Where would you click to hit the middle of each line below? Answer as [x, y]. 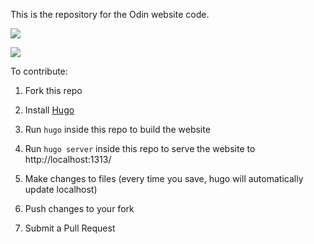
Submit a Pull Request [70, 228]
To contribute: [39, 71]
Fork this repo [53, 90]
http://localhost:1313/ [68, 159]
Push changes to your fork [79, 208]
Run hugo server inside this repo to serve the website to [140, 148]
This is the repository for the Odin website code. [110, 14]
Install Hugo [49, 110]
